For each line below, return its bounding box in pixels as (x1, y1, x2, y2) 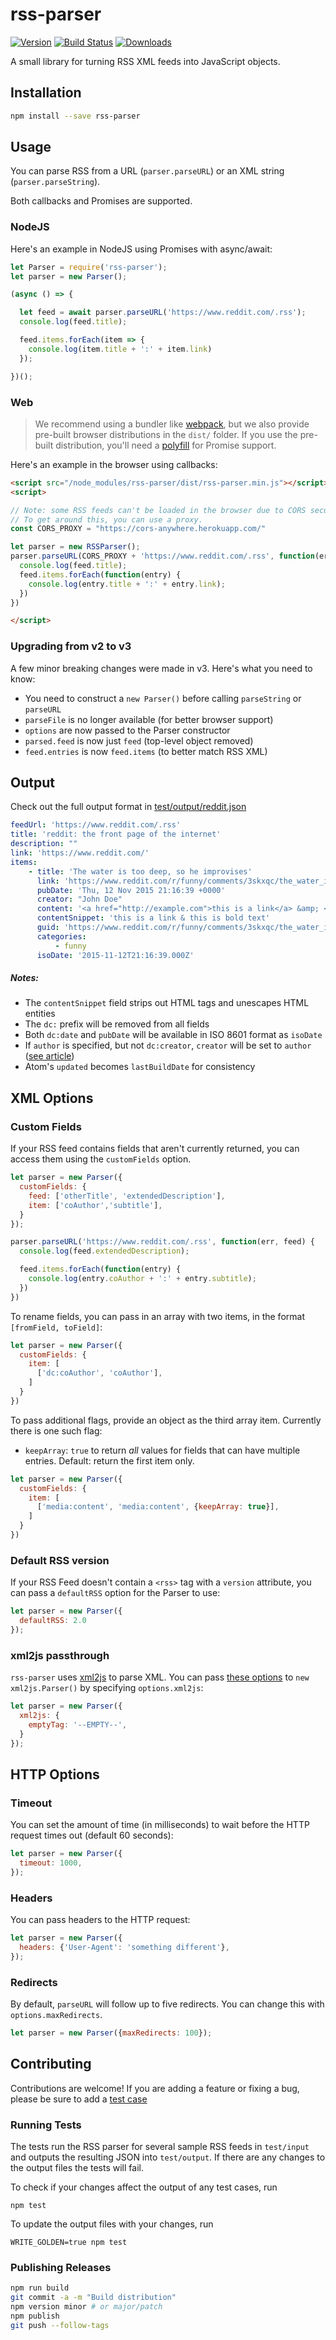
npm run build (10, 2283, 70, 2293)
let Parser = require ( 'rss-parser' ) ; (10, 262, 168, 272)
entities (24, 1008, 56, 1020)
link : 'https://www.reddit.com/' (10, 848, 150, 858)
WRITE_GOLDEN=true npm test (10, 2238, 128, 2248)
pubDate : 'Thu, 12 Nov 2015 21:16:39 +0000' (36, 885, 226, 895)
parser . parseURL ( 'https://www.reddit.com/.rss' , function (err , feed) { (10, 1237, 315, 1247)
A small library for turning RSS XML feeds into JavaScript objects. (10, 55, 281, 67)
